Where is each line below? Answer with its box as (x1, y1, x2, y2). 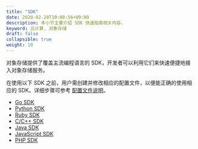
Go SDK (14, 98, 35, 105)
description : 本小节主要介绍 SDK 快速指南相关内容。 (6, 20, 126, 26)
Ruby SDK (14, 111, 40, 118)
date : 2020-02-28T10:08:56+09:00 (6, 14, 89, 20)
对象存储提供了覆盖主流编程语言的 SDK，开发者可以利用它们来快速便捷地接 (6, 59, 191, 66)
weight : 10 (6, 42, 33, 48)
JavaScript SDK (14, 130, 54, 137)
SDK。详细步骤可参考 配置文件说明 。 (17, 86, 109, 94)
